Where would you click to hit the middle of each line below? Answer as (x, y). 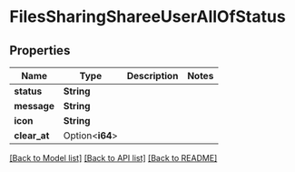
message (34, 106)
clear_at (32, 136)
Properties (40, 51)
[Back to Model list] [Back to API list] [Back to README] (113, 158)
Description (152, 76)
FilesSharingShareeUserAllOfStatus (147, 17)
